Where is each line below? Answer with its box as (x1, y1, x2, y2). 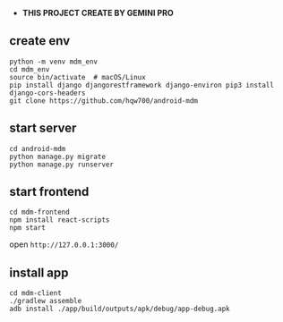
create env (9, 33, 71, 48)
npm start (9, 224, 47, 233)
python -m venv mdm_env (9, 57, 99, 66)
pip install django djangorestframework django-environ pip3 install (9, 80, 275, 89)
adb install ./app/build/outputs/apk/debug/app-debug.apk (9, 304, 230, 314)
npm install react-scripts (9, 216, 110, 225)
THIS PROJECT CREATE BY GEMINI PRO (21, 8, 174, 18)
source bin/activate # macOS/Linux (9, 72, 146, 81)
